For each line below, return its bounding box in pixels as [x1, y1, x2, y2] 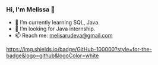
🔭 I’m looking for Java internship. [14, 25, 96, 32]
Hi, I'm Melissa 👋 [6, 5, 55, 14]
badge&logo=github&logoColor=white [6, 52, 99, 59]
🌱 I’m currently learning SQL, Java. [14, 19, 100, 26]
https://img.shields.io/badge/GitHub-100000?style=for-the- [6, 46, 153, 53]
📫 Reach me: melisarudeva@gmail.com [14, 32, 113, 39]
